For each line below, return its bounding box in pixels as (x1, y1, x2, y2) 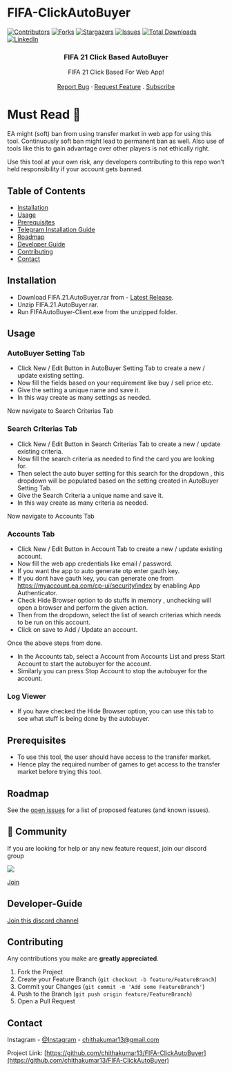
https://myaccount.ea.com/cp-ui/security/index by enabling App (17, 581, 200, 590)
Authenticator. (17, 589, 58, 597)
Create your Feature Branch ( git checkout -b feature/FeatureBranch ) (17, 975, 217, 983)
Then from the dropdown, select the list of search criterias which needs (17, 611, 222, 619)
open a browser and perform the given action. (17, 604, 148, 612)
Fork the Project (17, 968, 64, 976)
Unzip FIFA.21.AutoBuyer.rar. (17, 300, 99, 309)
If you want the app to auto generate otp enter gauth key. (17, 567, 180, 575)
